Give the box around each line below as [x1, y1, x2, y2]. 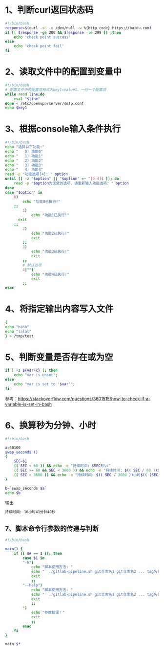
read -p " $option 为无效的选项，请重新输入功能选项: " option [14, 181, 129, 186]
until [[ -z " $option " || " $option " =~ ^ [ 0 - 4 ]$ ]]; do [5, 177, 119, 181]
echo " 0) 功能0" [5, 149, 43, 154]
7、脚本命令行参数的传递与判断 [5, 524, 99, 533]
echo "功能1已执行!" [31, 213, 69, 218]
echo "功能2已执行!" [31, 231, 69, 236]
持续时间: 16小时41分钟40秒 [5, 510, 56, 515]
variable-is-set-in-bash [5, 401, 52, 407]
